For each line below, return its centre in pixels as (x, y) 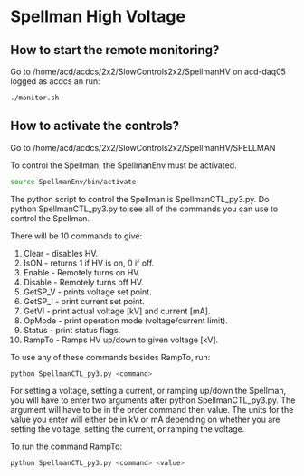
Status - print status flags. (72, 330)
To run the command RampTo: (66, 447)
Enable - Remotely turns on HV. (82, 272)
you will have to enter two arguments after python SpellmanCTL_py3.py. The (153, 400)
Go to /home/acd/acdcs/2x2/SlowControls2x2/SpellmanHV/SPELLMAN (143, 147)
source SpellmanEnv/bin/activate (73, 182)
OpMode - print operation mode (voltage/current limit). (126, 320)
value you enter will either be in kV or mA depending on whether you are (145, 420)
